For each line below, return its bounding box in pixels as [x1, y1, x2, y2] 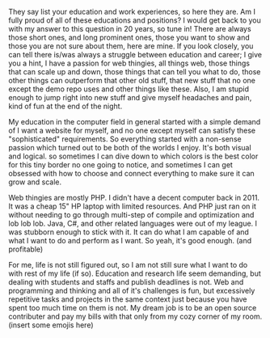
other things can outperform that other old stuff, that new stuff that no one [8, 76, 256, 85]
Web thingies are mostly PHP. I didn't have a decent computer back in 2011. [8, 193, 260, 202]
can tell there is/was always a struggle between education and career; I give [8, 50, 263, 59]
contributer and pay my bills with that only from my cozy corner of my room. [8, 311, 263, 321]
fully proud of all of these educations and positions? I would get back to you [8, 15, 261, 25]
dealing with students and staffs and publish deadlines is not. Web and [8, 277, 244, 286]
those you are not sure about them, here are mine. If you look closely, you [8, 41, 254, 51]
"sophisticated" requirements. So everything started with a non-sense [8, 134, 242, 144]
